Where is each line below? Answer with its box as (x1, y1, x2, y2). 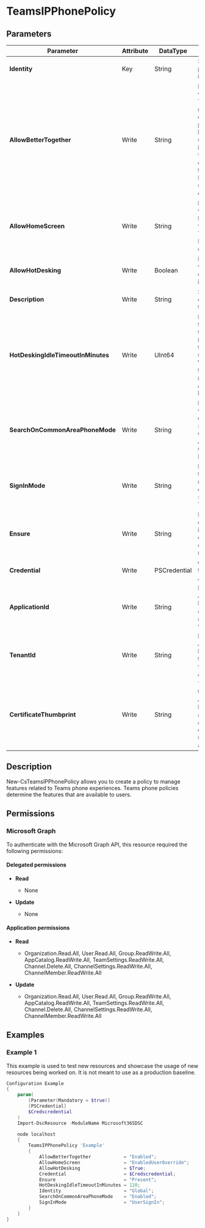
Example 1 (6, 1048, 37, 1057)
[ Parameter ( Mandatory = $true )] (28, 1097, 111, 1103)
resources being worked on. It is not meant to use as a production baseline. (6, 1069, 196, 1076)
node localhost (17, 1131, 56, 1137)
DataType (159, 47, 187, 55)
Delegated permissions (6, 861, 67, 868)
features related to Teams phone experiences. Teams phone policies (6, 784, 179, 791)
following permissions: (6, 847, 63, 854)
